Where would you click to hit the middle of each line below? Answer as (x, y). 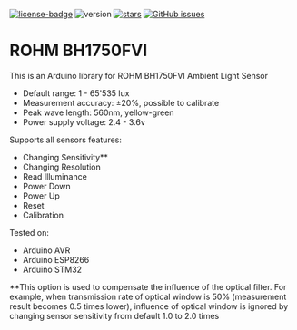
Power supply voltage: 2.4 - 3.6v (84, 121)
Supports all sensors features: (66, 140)
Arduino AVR (46, 250)
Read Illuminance (55, 176)
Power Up (41, 196)
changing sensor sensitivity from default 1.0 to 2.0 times (114, 315)
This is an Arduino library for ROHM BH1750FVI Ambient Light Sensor (139, 75)
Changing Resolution (62, 167)
